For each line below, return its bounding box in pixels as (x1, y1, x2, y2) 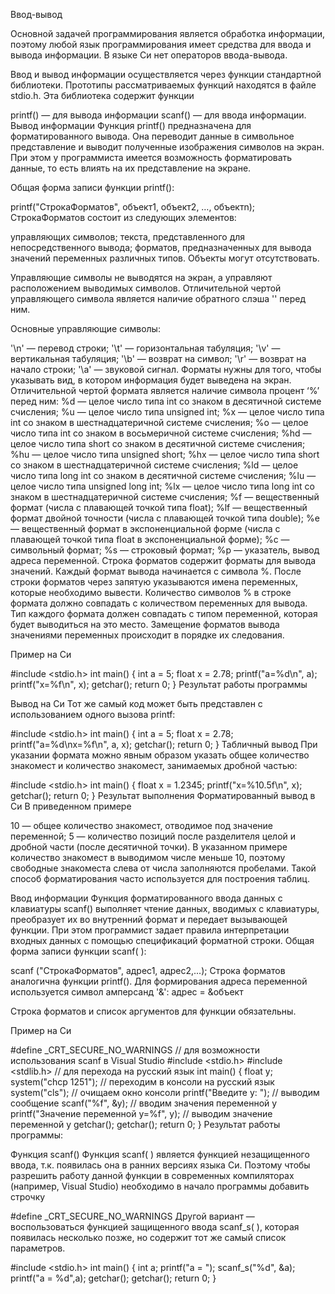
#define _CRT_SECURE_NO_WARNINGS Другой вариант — (10, 1210, 255, 1222)
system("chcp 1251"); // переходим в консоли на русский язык (10, 1076, 275, 1088)
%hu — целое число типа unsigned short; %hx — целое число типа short (10, 449, 320, 460)
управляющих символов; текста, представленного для (10, 231, 246, 243)
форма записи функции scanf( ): (10, 945, 147, 957)
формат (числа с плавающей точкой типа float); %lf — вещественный (10, 502, 308, 513)
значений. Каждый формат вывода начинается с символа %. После (10, 565, 302, 577)
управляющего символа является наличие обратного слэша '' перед (10, 293, 307, 304)
